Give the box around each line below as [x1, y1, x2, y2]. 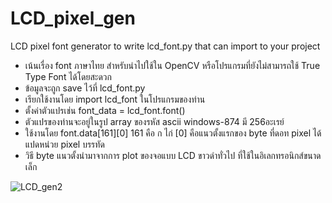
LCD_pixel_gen [10, 7, 136, 30]
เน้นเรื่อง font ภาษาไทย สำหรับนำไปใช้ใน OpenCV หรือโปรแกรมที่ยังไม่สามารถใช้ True [24, 59, 321, 71]
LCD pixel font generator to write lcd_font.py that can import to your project [10, 40, 321, 52]
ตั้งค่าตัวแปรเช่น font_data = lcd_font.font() [24, 104, 186, 116]
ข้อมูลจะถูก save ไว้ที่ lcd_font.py [24, 82, 146, 94]
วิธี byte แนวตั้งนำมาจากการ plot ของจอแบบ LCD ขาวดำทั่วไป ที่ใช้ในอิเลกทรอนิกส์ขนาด [24, 149, 322, 161]
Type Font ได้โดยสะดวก [24, 70, 112, 82]
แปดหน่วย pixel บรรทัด [24, 138, 105, 150]
